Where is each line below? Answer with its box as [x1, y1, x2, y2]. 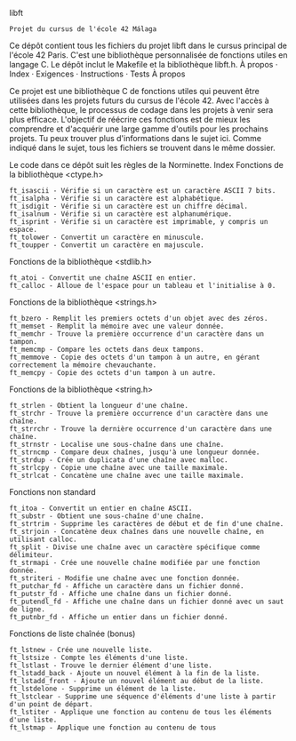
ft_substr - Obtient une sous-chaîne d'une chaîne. [9, 512, 204, 521]
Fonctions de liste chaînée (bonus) [9, 628, 136, 639]
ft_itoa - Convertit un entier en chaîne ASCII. [9, 504, 193, 513]
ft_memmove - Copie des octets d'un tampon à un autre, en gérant [9, 353, 260, 362]
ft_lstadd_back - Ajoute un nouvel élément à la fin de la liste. [9, 669, 260, 678]
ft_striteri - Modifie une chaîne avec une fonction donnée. [9, 574, 241, 583]
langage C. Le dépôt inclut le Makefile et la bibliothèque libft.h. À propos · [9, 60, 278, 69]
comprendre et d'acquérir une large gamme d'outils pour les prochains [9, 123, 268, 134]
